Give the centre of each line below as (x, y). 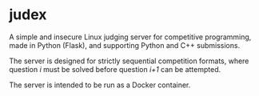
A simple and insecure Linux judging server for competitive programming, (130, 37)
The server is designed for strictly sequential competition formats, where (129, 61)
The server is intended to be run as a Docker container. (100, 85)
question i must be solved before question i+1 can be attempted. (115, 69)
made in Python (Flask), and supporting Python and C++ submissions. (125, 45)
